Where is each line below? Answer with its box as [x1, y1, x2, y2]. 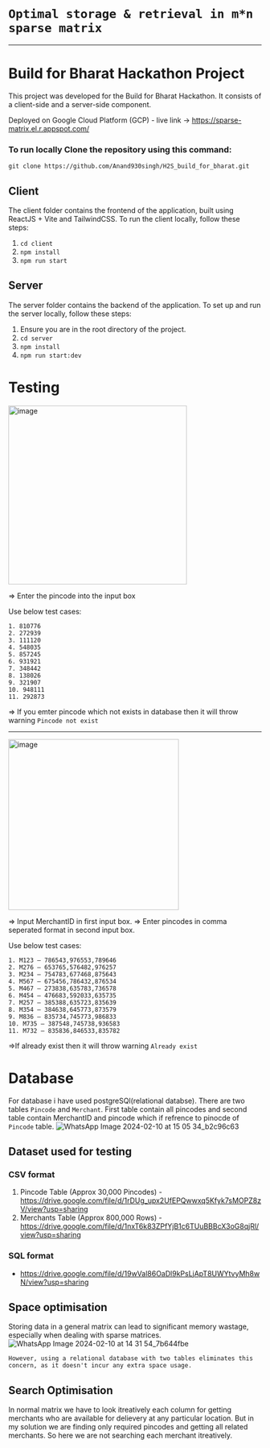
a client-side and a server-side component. [8, 99, 151, 109]
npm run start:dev [19, 352, 82, 360]
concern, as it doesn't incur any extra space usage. [8, 1362, 193, 1370]
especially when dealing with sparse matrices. [8, 1330, 162, 1340]
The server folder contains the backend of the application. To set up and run [8, 300, 261, 310]
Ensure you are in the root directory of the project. [19, 324, 186, 334]
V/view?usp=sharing [19, 1205, 88, 1214]
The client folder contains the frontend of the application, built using [8, 205, 235, 215]
